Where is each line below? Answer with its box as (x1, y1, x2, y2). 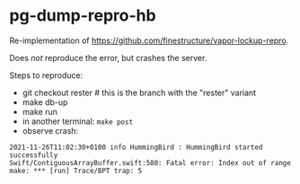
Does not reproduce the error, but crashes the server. (9, 52, 207, 63)
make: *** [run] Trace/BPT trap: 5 (9, 166, 143, 175)
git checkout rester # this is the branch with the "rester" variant (22, 87, 257, 98)
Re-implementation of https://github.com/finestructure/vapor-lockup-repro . (9, 35, 289, 46)
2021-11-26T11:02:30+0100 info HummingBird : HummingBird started (9, 143, 263, 152)
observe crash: (22, 125, 79, 136)
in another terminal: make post (22, 116, 133, 127)
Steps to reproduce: (9, 69, 84, 81)
